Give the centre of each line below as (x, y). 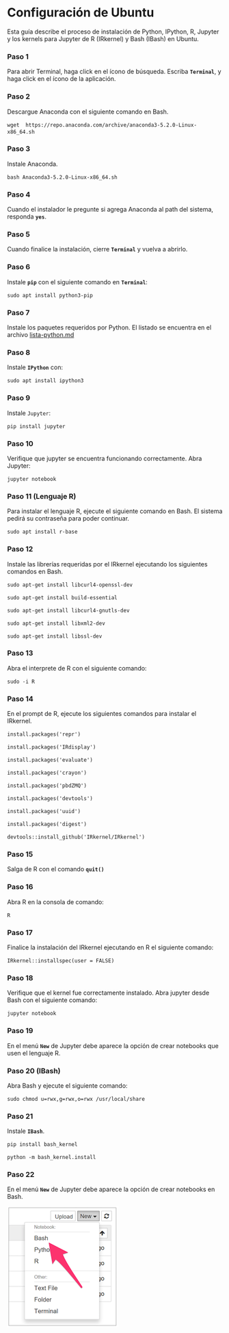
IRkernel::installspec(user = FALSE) (61, 960)
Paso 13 (20, 653)
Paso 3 (19, 149)
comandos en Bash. (35, 571)
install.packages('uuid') (44, 812)
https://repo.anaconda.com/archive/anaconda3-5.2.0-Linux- (111, 125)
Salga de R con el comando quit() (56, 869)
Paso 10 (21, 443)
